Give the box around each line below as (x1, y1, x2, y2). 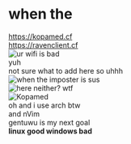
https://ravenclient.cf (8, 40, 78, 49)
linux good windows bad (8, 126, 93, 136)
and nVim (8, 108, 40, 118)
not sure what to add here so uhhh (8, 66, 124, 75)
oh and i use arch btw (8, 100, 81, 110)
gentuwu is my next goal (8, 117, 91, 127)
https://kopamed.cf (8, 32, 73, 41)
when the (8, 5, 73, 23)
